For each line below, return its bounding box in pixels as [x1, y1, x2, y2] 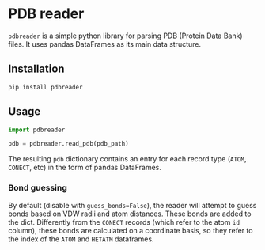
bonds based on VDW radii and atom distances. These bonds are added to [8, 209, 252, 218]
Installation [8, 62, 65, 76]
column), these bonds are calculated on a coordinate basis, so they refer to [8, 225, 253, 235]
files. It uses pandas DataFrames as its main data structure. [8, 39, 202, 48]
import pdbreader [8, 126, 66, 134]
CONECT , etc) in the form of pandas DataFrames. [8, 163, 162, 172]
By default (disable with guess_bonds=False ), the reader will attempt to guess [8, 200, 257, 210]
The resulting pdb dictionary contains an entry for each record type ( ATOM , [8, 154, 247, 164]
